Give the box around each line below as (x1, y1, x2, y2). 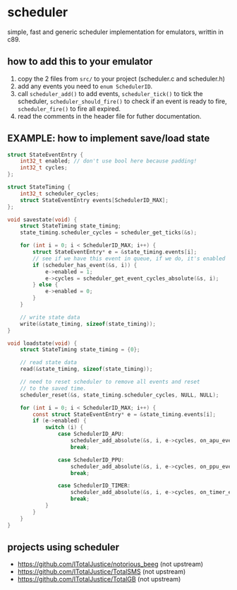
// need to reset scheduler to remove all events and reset (20, 379, 200, 386)
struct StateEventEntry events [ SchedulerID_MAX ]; (20, 196, 169, 203)
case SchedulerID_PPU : (57, 456, 125, 464)
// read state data (20, 359, 78, 366)
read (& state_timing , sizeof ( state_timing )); (20, 365, 153, 373)
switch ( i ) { (44, 424, 83, 431)
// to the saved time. (20, 384, 87, 392)
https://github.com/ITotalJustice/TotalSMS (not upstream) (17, 567, 186, 576)
